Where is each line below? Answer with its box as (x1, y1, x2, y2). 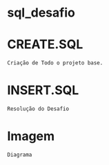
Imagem (7, 128, 55, 144)
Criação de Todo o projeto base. (7, 60, 103, 67)
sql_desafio (7, 5, 76, 21)
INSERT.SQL (7, 82, 79, 98)
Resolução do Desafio (7, 105, 70, 112)
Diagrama (7, 151, 32, 158)
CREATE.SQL (7, 37, 83, 53)
